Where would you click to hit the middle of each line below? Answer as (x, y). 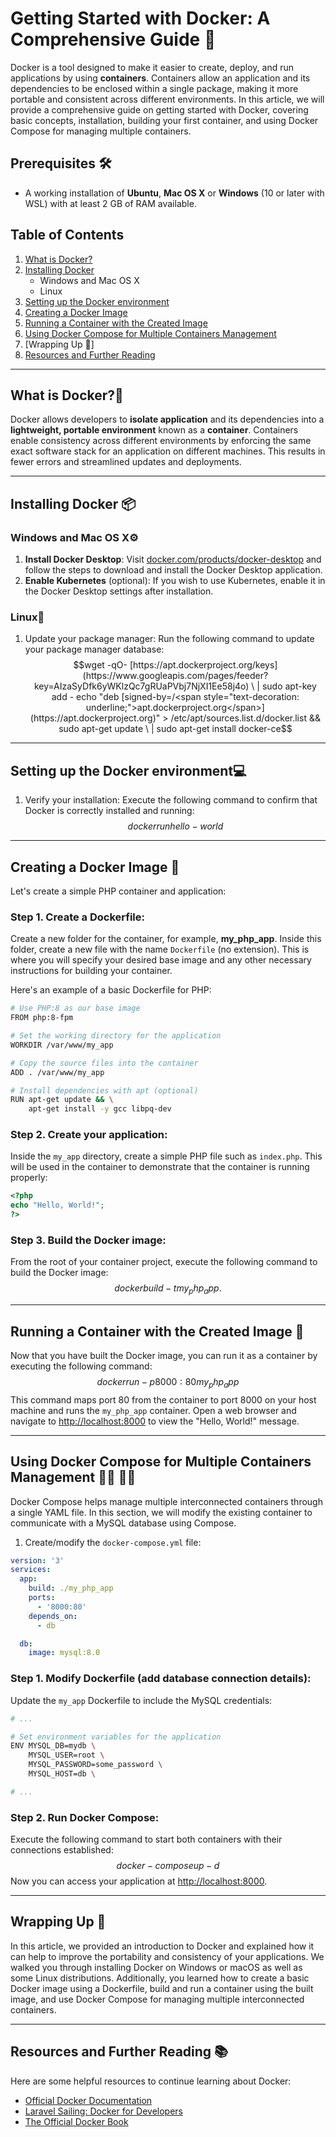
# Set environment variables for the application (116, 1737)
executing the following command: (81, 1366)
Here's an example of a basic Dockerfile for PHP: (111, 990)
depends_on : (53, 1616)
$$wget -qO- (100, 665)
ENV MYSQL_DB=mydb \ (53, 1746)
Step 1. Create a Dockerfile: (77, 917)
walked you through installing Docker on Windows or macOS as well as (156, 1967)
